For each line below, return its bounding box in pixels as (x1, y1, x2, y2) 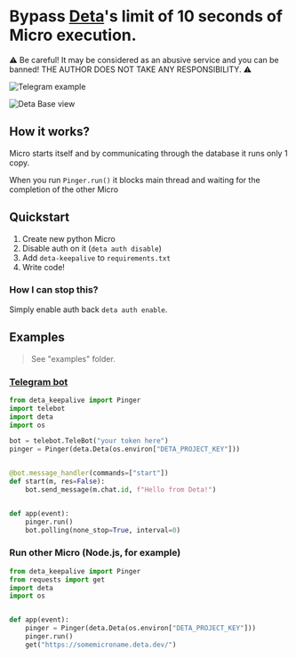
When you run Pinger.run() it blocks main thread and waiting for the (9, 174, 260, 185)
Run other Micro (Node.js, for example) (9, 547, 181, 559)
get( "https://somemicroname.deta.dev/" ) (25, 640, 177, 649)
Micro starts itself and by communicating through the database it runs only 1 (9, 148, 288, 158)
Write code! (21, 261, 65, 272)
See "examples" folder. (30, 353, 116, 364)
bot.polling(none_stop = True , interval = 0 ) (25, 526, 180, 534)
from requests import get (9, 575, 105, 584)
